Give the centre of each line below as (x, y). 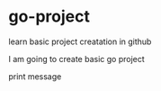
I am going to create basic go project (76, 59)
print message (35, 76)
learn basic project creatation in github (80, 41)
